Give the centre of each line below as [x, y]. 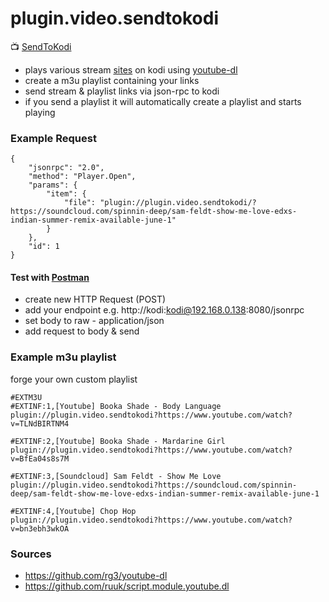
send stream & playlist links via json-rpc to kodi [122, 91]
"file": [80, 203]
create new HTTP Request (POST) [95, 299]
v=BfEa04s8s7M [40, 458]
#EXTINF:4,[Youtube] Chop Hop [73, 511]
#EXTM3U [26, 397]
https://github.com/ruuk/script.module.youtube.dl [127, 586]
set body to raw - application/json [94, 321]
